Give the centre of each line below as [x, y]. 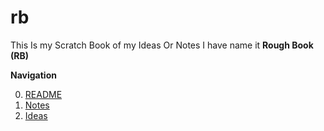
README [43, 94]
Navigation [33, 75]
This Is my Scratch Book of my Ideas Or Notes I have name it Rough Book [162, 45]
